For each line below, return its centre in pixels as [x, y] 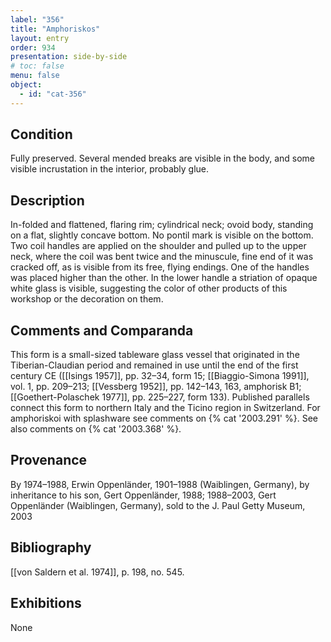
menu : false [35, 76]
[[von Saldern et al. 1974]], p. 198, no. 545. [97, 572]
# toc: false [37, 66]
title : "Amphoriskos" [55, 29]
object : [26, 85]
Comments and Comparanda [102, 330]
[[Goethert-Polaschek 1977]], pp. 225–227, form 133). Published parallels [160, 397]
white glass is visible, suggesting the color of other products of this [149, 288]
